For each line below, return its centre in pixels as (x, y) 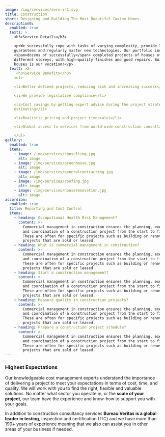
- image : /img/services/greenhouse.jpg (55, 163)
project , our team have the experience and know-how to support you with (80, 399)
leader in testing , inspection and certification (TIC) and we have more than (81, 419)
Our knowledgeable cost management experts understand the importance (80, 378)
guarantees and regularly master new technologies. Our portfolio (83, 50)
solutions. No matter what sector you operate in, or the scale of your (75, 394)
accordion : (16, 199)
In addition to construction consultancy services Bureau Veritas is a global (81, 413)
